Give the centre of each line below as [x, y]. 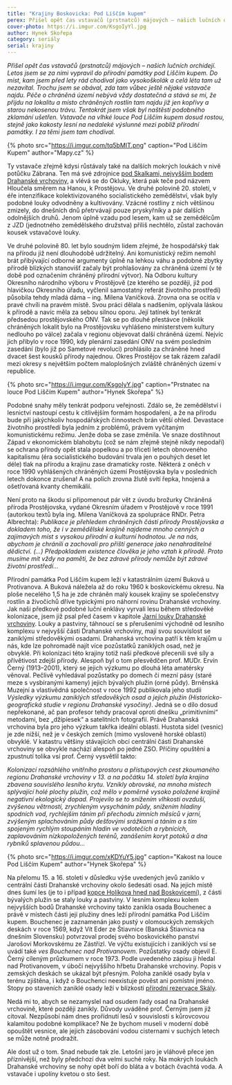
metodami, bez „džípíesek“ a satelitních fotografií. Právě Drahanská [103, 719]
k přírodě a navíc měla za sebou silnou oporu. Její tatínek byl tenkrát [104, 312]
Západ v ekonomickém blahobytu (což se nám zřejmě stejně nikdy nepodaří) [116, 442]
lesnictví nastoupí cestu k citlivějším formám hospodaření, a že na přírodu [112, 413]
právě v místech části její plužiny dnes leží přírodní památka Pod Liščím [108, 914]
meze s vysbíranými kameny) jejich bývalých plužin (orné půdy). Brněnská [113, 683]
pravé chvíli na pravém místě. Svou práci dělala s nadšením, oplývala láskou [115, 305]
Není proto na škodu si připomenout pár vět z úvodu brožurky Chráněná [109, 500]
